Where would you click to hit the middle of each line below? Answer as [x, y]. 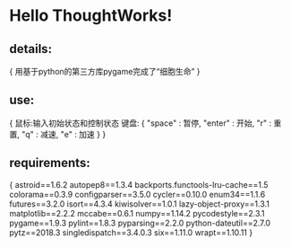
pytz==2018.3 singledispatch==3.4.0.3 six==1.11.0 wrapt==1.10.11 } [131, 232]
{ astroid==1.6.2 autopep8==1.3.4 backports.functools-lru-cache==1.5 [139, 184]
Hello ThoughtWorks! [91, 16]
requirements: [50, 163]
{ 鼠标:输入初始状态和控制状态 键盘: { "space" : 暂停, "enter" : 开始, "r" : [141, 123]
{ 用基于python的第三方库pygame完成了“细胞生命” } [105, 71]
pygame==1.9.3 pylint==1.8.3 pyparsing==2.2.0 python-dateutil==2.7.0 [140, 223]
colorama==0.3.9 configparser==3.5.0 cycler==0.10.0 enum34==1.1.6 [137, 194]
